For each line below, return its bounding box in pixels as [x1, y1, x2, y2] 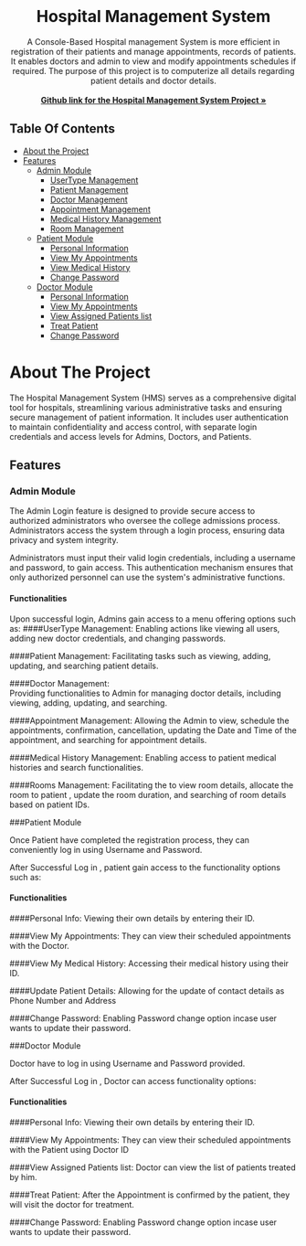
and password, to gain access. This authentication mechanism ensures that [9, 562, 294, 573]
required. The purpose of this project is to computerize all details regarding [12, 65, 295, 76]
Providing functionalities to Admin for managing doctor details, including [9, 687, 281, 698]
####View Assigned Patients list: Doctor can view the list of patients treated [9, 1162, 297, 1173]
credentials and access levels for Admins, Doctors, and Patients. [9, 431, 252, 442]
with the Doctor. [9, 940, 70, 951]
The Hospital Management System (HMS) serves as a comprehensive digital [9, 392, 297, 403]
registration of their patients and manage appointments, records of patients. [10, 46, 297, 57]
